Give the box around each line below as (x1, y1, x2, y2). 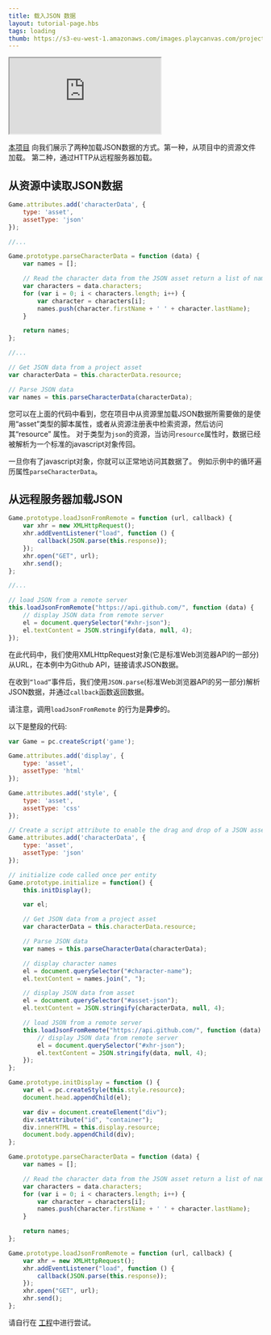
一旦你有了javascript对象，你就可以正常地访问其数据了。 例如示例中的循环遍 (8, 456, 262, 466)
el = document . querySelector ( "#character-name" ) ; (23, 967, 194, 975)
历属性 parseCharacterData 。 (8, 466, 102, 476)
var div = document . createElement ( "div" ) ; (23, 1108, 168, 1117)
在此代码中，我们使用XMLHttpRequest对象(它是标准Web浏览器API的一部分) (8, 649, 260, 659)
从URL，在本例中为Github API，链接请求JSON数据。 (8, 659, 183, 669)
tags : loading (8, 27, 56, 35)
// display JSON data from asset (23, 989, 135, 998)
